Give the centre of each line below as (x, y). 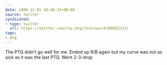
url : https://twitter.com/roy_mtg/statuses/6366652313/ (69, 28)
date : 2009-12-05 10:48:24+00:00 (40, 10)
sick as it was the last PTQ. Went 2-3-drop (49, 57)
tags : (11, 33)
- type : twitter (22, 24)
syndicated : (18, 19)
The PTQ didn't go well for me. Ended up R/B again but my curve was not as (84, 52)
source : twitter (22, 14)
